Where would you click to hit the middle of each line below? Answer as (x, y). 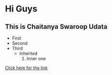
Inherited (28, 53)
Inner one (36, 58)
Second (20, 43)
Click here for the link (26, 68)
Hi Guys (21, 9)
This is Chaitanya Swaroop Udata (56, 27)
